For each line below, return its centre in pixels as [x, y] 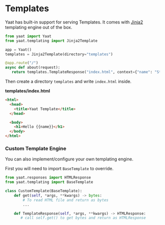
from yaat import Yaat [28, 36]
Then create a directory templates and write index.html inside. [68, 82]
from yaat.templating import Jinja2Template [51, 41]
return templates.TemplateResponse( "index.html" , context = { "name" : [82, 72]
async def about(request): [33, 67]
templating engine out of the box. [39, 27]
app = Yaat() [18, 49]
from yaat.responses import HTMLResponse [48, 178]
